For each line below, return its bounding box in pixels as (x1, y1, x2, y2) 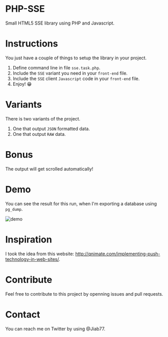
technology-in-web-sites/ (5, 256, 59, 262)
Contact (5, 308, 40, 320)
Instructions (5, 38, 58, 50)
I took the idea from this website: (5, 251, 75, 257)
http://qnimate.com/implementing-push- (75, 251, 160, 257)
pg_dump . (5, 206, 23, 212)
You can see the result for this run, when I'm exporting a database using (5, 200, 157, 207)
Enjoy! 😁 (12, 81, 32, 87)
